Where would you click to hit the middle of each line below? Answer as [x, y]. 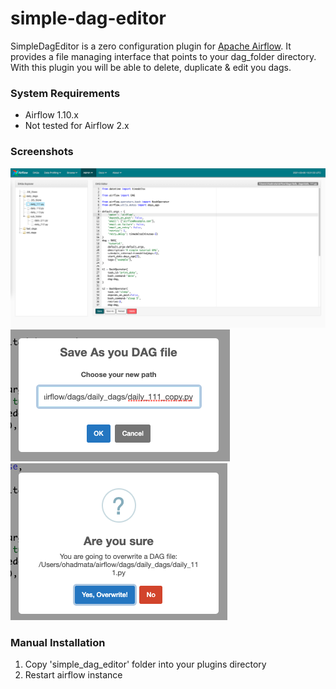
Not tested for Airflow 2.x [77, 126]
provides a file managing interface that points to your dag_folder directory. [163, 56]
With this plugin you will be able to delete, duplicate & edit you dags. [151, 67]
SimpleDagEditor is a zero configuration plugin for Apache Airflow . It [151, 46]
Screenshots [42, 152]
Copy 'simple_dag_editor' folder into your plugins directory [145, 664]
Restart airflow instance [73, 675]
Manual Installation [58, 642]
